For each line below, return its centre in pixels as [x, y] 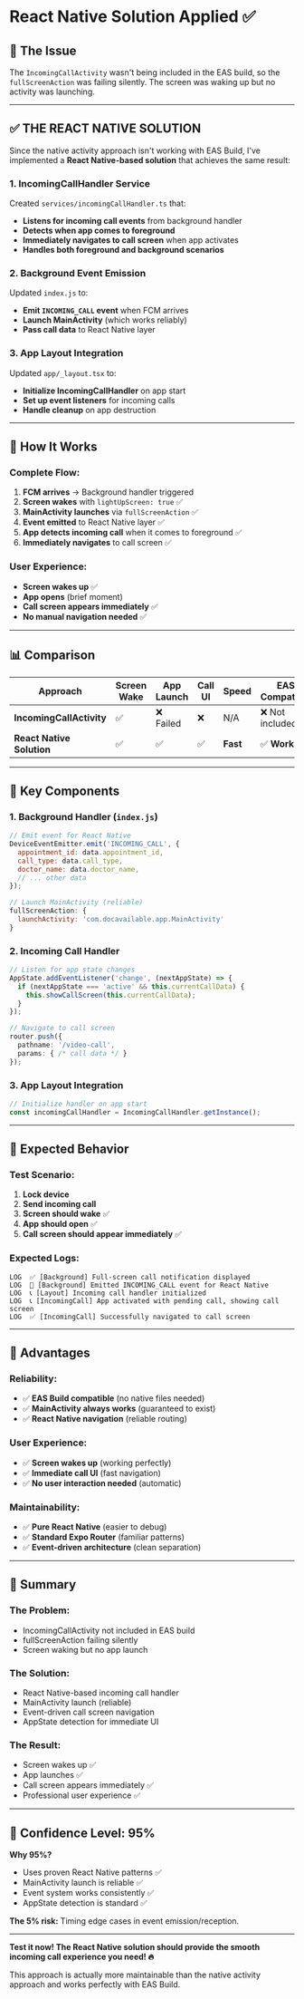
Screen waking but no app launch [85, 1649]
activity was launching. [52, 92]
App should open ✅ [60, 1224]
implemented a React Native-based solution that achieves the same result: [150, 159]
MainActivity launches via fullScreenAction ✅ [110, 512]
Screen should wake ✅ [66, 1214]
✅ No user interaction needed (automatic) [102, 1482]
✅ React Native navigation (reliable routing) [105, 1419]
